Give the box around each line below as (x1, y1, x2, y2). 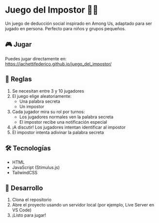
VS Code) (12, 207, 32, 213)
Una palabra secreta (19, 98, 60, 104)
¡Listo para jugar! (12, 212, 46, 218)
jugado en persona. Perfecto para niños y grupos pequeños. (5, 25, 126, 31)
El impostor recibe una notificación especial (19, 119, 107, 125)
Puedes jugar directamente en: (5, 56, 67, 61)
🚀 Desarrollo (5, 184, 43, 192)
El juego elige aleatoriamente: (12, 93, 72, 99)
